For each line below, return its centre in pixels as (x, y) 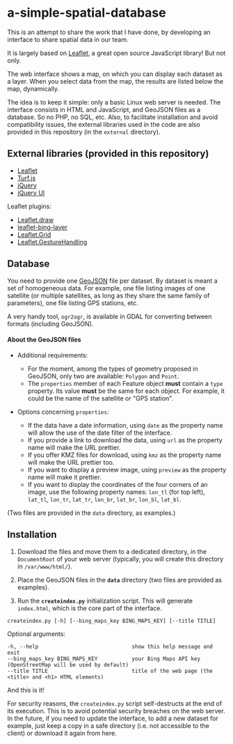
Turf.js (26, 178)
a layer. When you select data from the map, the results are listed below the (115, 81)
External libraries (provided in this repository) (108, 154)
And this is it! (26, 690)
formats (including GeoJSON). (50, 324)
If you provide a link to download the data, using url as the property (125, 440)
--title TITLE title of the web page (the (110, 671)
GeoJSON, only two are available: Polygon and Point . (103, 376)
